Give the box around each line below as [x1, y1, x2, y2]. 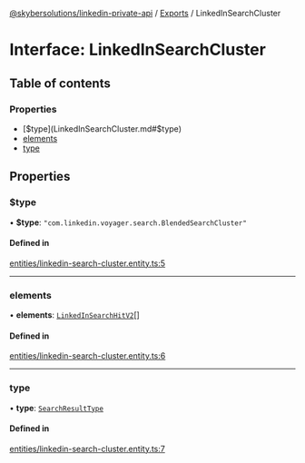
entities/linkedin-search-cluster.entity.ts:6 [9, 350, 166, 361]
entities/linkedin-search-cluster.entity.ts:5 [9, 258, 166, 269]
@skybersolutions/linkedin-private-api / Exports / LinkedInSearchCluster [9, 8, 281, 18]
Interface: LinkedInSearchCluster [9, 40, 266, 60]
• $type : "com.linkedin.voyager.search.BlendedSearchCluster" [9, 217, 247, 228]
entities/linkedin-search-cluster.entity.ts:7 [9, 443, 165, 454]
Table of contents [9, 75, 111, 91]
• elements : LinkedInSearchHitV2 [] [9, 310, 141, 320]
